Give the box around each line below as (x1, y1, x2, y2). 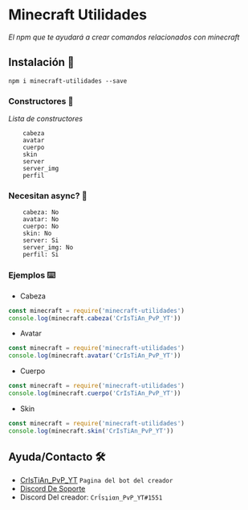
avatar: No (22, 216, 59, 224)
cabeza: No (22, 208, 59, 216)
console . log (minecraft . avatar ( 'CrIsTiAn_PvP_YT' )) (8, 352, 181, 360)
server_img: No (22, 244, 74, 252)
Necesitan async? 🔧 (8, 190, 87, 201)
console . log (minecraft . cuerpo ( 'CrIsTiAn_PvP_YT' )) (8, 389, 181, 397)
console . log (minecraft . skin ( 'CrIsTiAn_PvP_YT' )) (8, 426, 174, 435)
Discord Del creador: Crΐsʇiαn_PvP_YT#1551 (19, 492, 163, 502)
